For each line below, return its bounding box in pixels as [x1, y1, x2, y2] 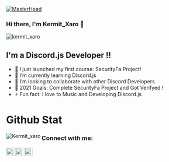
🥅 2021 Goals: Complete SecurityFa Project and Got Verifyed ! [14, 84, 164, 91]
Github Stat [6, 114, 63, 126]
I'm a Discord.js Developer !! [6, 50, 111, 60]
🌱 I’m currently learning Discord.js [14, 72, 96, 79]
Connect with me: [42, 134, 94, 142]
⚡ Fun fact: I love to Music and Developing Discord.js [14, 91, 142, 98]
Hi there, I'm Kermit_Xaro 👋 [6, 20, 84, 28]
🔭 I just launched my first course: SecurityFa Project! [14, 66, 142, 73]
